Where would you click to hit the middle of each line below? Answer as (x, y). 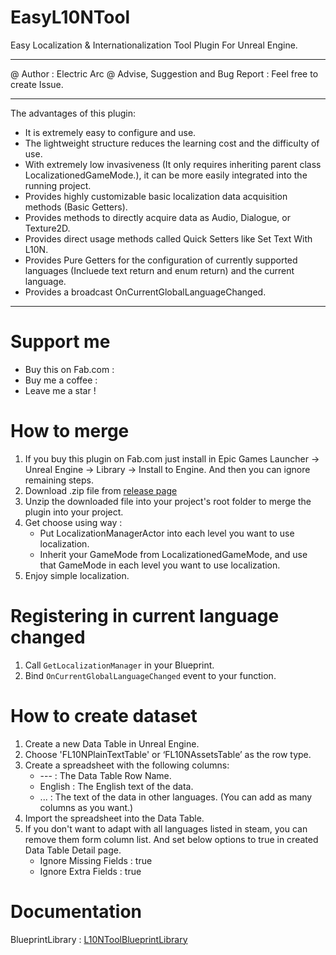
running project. (58, 185)
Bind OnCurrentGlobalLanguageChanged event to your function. (150, 675)
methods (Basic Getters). (76, 207)
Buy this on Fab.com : (69, 369)
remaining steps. (59, 480)
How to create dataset (104, 715)
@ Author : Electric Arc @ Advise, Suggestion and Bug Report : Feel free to (164, 73)
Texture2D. (47, 228)
